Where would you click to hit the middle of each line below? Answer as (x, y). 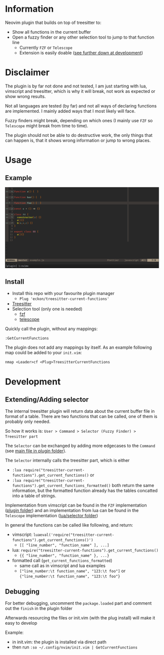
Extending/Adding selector (47, 400)
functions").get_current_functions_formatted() (61, 486)
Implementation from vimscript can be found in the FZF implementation (76, 505)
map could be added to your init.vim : (43, 353)
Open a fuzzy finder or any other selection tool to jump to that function (83, 37)
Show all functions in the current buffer (51, 32)
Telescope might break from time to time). (47, 126)
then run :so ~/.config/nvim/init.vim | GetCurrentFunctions (75, 647)
